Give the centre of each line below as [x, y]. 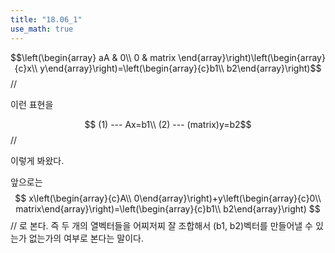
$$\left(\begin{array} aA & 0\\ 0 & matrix [93, 57]
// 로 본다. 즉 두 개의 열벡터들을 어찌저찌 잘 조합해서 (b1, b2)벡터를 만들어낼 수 [161, 225]
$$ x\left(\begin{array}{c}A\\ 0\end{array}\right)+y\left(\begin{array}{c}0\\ [168, 198]
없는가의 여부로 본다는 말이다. [86, 238]
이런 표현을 [32, 104]
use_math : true [42, 29]
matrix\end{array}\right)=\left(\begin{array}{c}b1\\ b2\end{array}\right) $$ [168, 208]
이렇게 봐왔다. [37, 160]
